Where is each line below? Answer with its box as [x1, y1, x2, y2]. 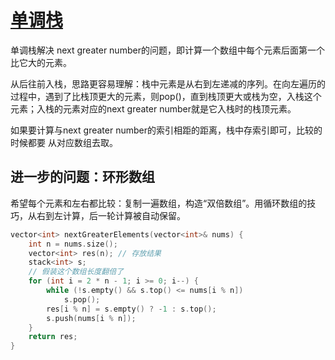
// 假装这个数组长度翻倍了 [28, 267, 124, 277]
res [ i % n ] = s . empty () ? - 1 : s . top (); [46, 304, 217, 314]
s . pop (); [63, 294, 101, 305]
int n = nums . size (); [28, 239, 118, 249]
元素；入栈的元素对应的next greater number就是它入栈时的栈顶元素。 [10, 102, 297, 115]
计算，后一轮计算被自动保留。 [62, 209, 186, 221]
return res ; [28, 332, 78, 342]
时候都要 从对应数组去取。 [10, 136, 118, 148]
